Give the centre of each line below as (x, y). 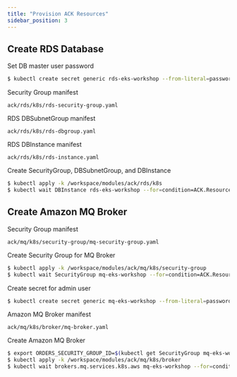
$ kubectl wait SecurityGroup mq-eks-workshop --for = (88, 275)
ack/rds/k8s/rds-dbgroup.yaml (52, 131)
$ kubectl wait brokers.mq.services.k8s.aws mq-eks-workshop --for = (110, 367)
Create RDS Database (56, 49)
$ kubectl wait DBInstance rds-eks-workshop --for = (85, 190)
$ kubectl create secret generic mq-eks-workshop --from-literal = (107, 301)
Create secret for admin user (49, 288)
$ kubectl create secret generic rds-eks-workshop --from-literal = (109, 79)
